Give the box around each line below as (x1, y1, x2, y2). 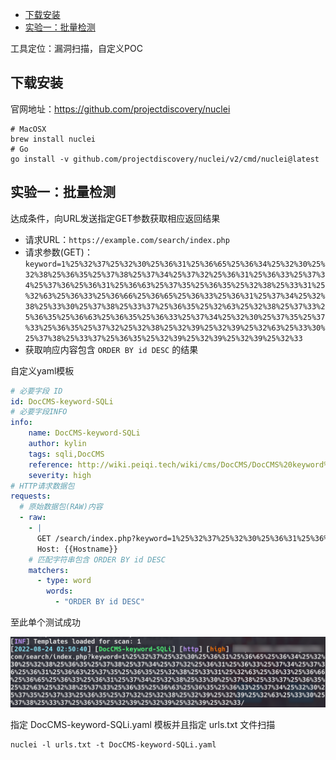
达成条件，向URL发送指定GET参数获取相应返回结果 (10, 212, 221, 224)
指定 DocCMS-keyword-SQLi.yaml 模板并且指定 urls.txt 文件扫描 (10, 719, 276, 731)
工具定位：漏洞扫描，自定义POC (10, 43, 143, 54)
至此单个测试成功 (10, 616, 81, 628)
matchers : (28, 565, 70, 575)
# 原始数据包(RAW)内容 (19, 502, 103, 512)
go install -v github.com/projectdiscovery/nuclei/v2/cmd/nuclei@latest (10, 154, 320, 164)
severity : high (28, 470, 92, 480)
